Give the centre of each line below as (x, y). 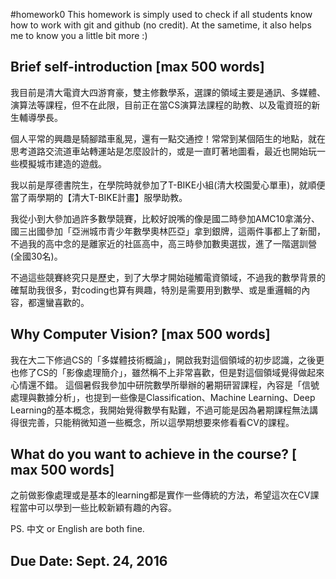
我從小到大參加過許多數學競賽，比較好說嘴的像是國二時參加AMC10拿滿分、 (165, 218)
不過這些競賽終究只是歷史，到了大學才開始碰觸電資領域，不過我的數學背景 (163, 277)
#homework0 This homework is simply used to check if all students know (161, 14)
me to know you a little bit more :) (79, 35)
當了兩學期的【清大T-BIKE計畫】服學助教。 (99, 197)
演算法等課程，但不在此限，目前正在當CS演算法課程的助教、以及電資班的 (161, 105)
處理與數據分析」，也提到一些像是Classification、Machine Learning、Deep (163, 397)
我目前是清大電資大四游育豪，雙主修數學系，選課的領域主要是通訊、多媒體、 (168, 92)
